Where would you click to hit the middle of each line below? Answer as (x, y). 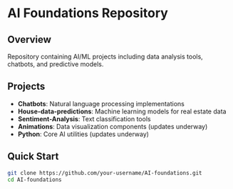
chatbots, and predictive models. (56, 64)
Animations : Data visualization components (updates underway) (113, 126)
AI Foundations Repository (88, 13)
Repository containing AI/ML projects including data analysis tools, (105, 56)
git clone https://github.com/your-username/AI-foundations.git (105, 173)
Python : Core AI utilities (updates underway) (83, 134)
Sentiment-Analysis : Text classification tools (84, 118)
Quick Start (33, 157)
